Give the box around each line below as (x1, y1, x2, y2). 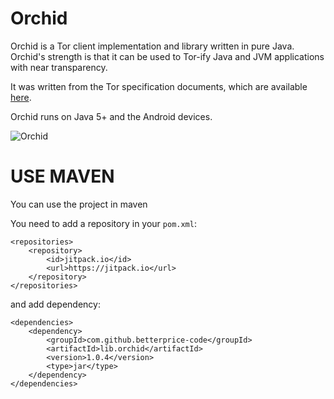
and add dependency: (10, 298, 101, 310)
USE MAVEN (10, 165, 115, 188)
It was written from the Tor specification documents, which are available (10, 80, 308, 92)
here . (10, 91, 32, 103)
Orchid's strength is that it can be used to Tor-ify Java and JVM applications (10, 50, 325, 62)
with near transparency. (10, 61, 108, 73)
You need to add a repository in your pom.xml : (10, 217, 197, 229)
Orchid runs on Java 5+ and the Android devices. (10, 110, 213, 122)
